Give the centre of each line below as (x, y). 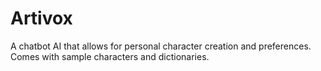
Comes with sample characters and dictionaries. (110, 56)
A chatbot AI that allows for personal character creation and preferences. (161, 46)
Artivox (41, 18)
